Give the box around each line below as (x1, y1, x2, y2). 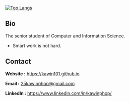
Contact (5, 57, 31, 66)
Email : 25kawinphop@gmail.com (5, 80, 75, 86)
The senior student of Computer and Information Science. (5, 33, 125, 39)
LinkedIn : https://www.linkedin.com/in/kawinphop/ (5, 90, 112, 96)
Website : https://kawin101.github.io (5, 71, 80, 77)
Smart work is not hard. (12, 42, 61, 48)
